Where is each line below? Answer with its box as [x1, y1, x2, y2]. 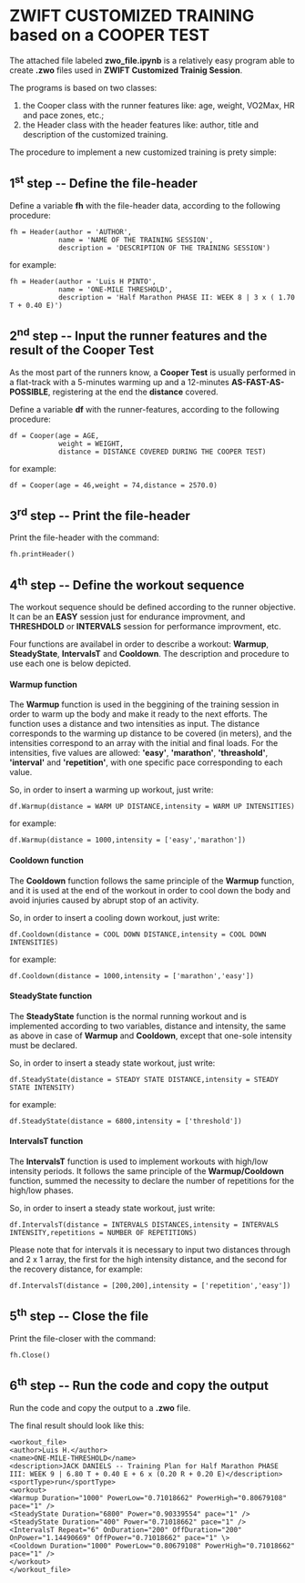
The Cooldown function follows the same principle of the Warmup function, [9, 875, 295, 886]
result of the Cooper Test [9, 342, 155, 358]
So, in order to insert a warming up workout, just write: [9, 784, 214, 795]
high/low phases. [9, 1185, 75, 1196]
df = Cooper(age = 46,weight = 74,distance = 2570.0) [9, 480, 219, 490]
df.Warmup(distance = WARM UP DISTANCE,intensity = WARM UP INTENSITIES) [9, 802, 296, 812]
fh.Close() [9, 1350, 51, 1360]
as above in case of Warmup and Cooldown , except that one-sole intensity [9, 1030, 292, 1041]
